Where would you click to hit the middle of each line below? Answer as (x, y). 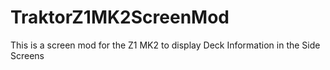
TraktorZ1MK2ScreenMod (120, 17)
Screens (27, 55)
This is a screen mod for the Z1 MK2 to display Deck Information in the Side (165, 45)
